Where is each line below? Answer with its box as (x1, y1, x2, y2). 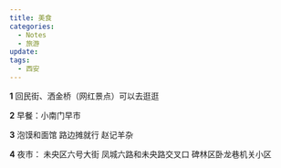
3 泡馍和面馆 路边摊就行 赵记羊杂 (9, 129, 134, 140)
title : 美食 (9, 13, 52, 23)
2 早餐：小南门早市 (9, 110, 81, 121)
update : (9, 47, 39, 57)
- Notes (17, 30, 47, 39)
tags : (9, 56, 30, 65)
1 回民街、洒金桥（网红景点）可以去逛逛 (9, 90, 160, 101)
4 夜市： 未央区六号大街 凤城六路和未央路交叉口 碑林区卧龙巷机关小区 (9, 148, 272, 160)
